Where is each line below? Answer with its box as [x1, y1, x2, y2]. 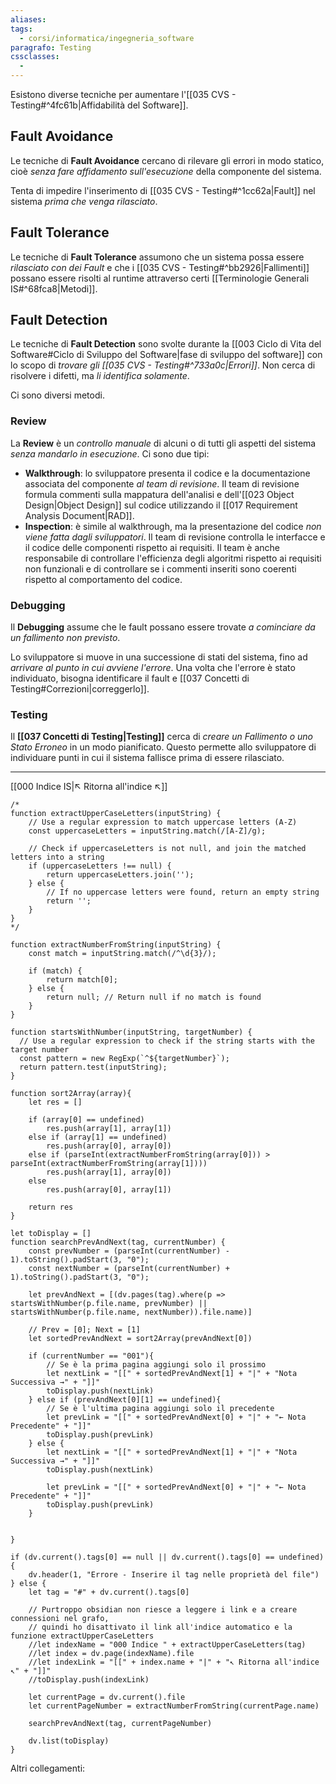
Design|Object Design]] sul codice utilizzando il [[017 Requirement [24, 499, 298, 511]
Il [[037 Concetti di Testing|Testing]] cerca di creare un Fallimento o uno [10, 731, 313, 743]
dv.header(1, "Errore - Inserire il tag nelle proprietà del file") [28, 1570, 320, 1580]
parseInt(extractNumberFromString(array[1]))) [10, 1159, 208, 1169]
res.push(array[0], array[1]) [46, 1185, 172, 1195]
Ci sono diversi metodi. [10, 389, 105, 401]
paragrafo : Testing [10, 42, 92, 53]
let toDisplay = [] [10, 1229, 92, 1239]
